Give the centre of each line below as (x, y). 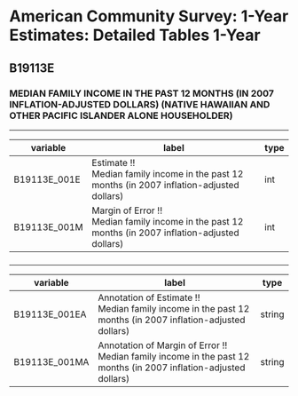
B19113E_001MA (51, 361)
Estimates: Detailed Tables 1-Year (135, 35)
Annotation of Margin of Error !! (162, 345)
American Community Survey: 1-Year (149, 16)
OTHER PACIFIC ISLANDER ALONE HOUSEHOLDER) (121, 115)
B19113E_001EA (50, 314)
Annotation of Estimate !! (149, 297)
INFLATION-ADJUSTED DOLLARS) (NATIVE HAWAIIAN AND (140, 104)
